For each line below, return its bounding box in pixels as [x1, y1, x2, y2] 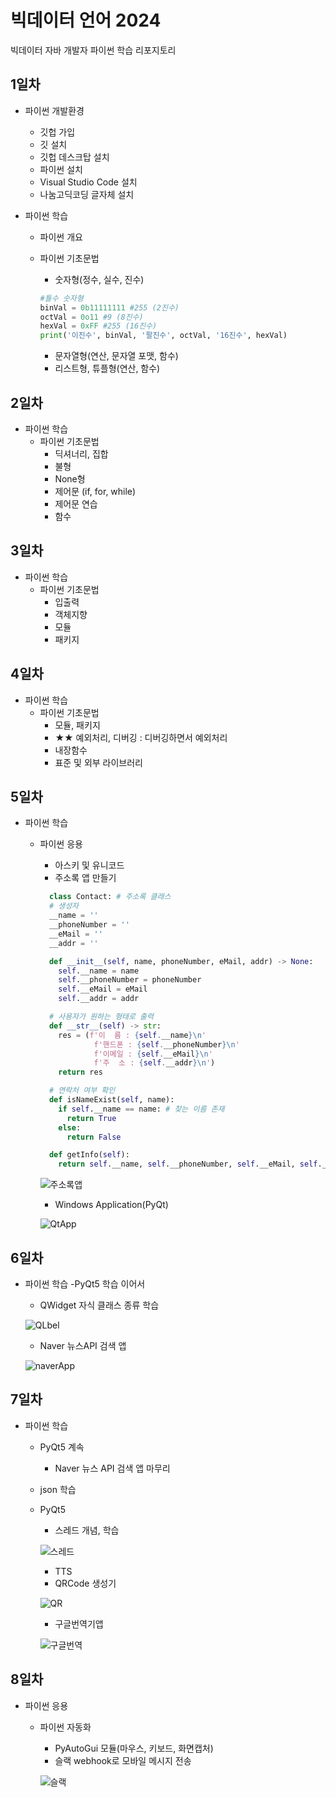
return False [66, 1132, 122, 1142]
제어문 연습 [54, 497, 98, 510]
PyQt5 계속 [39, 1441, 85, 1453]
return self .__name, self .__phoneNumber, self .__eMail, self [58, 1159, 318, 1170]
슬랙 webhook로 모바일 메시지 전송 [54, 1754, 192, 1766]
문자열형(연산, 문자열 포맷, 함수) [54, 350, 179, 362]
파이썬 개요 [39, 231, 83, 243]
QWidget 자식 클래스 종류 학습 [39, 1299, 160, 1311]
